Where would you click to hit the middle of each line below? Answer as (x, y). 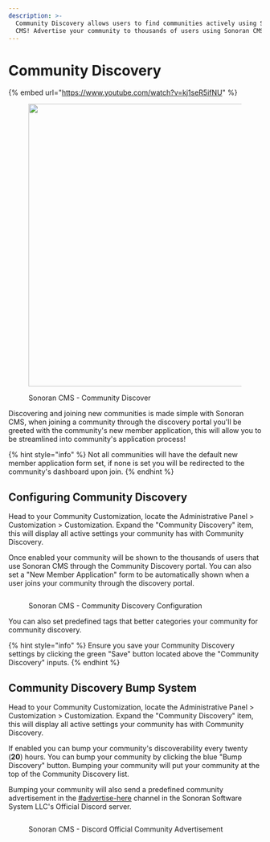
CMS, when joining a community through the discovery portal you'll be (125, 422)
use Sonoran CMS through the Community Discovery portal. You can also (130, 566)
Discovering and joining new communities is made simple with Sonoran (126, 414)
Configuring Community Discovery (98, 497)
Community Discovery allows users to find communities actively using (136, 23)
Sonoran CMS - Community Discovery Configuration (115, 606)
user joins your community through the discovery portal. (102, 583)
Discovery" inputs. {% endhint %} (64, 663)
